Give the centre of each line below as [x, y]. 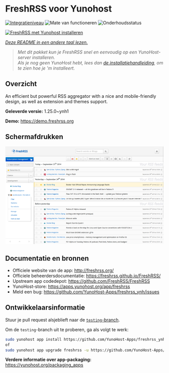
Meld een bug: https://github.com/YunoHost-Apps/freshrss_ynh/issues [86, 292]
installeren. [44, 57]
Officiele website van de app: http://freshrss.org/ [63, 270]
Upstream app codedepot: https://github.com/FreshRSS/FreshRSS [81, 281]
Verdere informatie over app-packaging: [48, 360]
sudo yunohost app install [33, 339]
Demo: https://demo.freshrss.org [39, 121]
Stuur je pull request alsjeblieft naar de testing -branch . [63, 320]
